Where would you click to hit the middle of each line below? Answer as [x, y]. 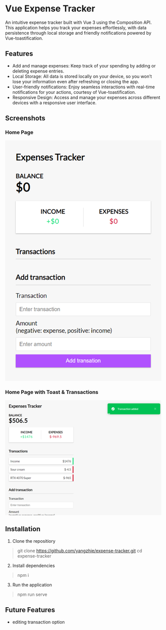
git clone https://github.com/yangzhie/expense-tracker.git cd [80, 551]
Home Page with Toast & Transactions [52, 392]
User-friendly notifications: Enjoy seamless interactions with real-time [83, 87]
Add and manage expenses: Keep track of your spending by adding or [84, 65]
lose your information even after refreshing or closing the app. [76, 81]
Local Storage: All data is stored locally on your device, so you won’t [82, 76]
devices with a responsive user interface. [54, 103]
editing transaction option [39, 622]
